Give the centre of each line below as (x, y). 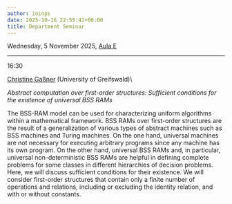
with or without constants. (44, 194)
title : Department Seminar (46, 26)
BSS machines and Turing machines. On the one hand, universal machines (113, 136)
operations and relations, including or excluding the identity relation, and (110, 187)
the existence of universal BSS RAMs (60, 100)
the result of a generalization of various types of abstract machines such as (115, 128)
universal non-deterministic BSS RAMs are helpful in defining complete (108, 158)
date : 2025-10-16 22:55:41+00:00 (55, 20)
